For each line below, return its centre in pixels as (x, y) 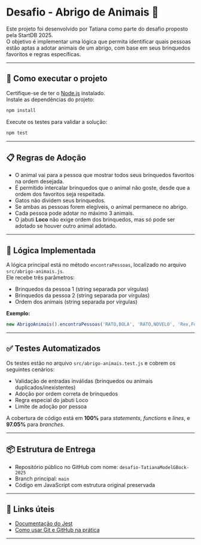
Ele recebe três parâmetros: (40, 278)
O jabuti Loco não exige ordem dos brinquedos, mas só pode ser (95, 220)
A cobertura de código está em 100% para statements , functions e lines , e (98, 418)
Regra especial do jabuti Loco (51, 400)
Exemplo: (18, 313)
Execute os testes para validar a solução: (57, 121)
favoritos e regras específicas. (44, 54)
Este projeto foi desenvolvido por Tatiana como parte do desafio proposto (97, 29)
